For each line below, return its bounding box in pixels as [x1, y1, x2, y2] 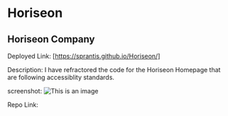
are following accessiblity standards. [7, 73, 115, 81]
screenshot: [7, 87, 43, 95]
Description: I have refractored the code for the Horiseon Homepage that [7, 66, 221, 74]
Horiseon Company [7, 33, 95, 45]
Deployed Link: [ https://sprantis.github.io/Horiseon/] [7, 52, 161, 60]
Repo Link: [7, 100, 39, 109]
